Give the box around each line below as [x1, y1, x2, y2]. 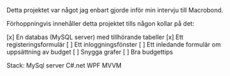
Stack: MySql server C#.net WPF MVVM [6, 61, 122, 69]
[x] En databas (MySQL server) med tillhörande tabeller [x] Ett [6, 33, 183, 41]
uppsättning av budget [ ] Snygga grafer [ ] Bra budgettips [6, 48, 174, 56]
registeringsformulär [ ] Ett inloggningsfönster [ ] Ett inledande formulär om [6, 40, 222, 48]
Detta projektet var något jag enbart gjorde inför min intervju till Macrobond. [6, 6, 224, 14]
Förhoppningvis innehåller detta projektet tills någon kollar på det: [6, 20, 195, 27]
